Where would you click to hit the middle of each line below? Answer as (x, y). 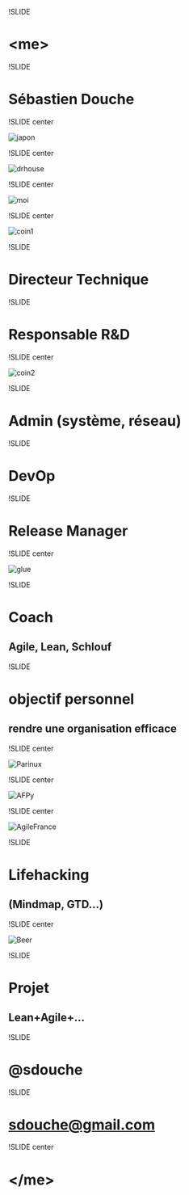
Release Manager (68, 530)
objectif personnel (71, 699)
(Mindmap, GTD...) (56, 905)
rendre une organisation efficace (93, 729)
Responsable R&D (69, 335)
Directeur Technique (79, 280)
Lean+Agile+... (47, 1018)
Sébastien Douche (71, 99)
